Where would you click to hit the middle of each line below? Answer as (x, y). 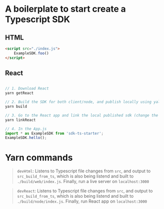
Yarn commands (39, 157)
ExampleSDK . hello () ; (26, 138)
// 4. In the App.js (26, 129)
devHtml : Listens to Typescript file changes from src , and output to (84, 171)
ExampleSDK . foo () (31, 53)
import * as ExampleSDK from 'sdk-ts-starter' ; (54, 133)
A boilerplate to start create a (65, 9)
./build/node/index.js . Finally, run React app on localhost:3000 (82, 201)
